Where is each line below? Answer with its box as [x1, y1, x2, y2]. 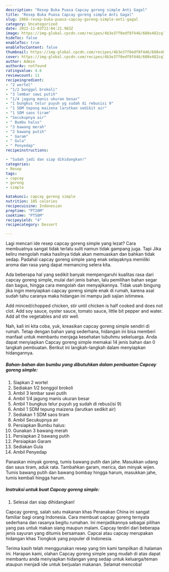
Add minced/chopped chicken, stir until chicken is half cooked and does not [6, 303, 163, 309]
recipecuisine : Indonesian [6, 203, 62, 208]
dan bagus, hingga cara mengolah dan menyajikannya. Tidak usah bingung [6, 282, 161, 289]
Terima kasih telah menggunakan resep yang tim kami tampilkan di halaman [6, 545, 162, 551]
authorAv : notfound [6, 63, 47, 68]
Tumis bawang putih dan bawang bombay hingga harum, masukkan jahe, [6, 469, 157, 476]
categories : [6, 162, 31, 167]
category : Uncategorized [6, 21, 58, 27]
